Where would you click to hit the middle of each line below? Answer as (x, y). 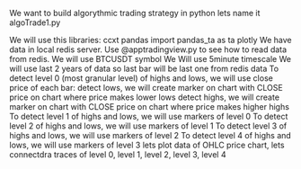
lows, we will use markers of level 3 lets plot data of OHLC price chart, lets (147, 145)
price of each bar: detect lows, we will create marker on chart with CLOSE (146, 88)
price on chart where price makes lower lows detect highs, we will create (145, 97)
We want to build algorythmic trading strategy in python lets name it (135, 13)
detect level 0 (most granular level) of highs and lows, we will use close (142, 78)
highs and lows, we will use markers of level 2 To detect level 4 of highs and (150, 135)
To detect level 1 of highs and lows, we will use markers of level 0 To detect (149, 116)
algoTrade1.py (35, 22)
